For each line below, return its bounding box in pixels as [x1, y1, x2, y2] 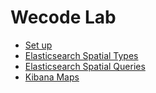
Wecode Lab [10, 6, 117, 29]
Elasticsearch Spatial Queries [24, 60, 146, 72]
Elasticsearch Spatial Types [24, 49, 139, 61]
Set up [24, 39, 53, 51]
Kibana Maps [24, 71, 80, 83]
